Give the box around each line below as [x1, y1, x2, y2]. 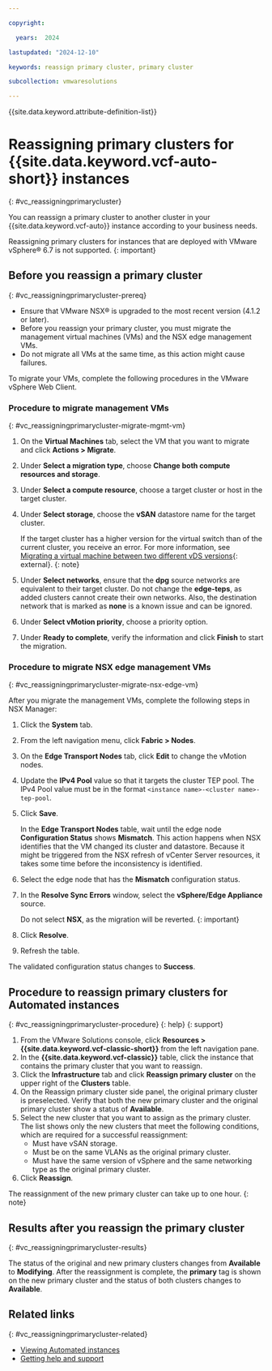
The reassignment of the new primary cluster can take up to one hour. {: [8, 1189, 249, 1199]
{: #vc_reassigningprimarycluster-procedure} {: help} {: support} [8, 1020, 224, 1029]
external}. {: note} [19, 560, 80, 569]
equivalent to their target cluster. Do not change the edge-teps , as [19, 584, 243, 594]
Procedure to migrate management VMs [8, 402, 170, 414]
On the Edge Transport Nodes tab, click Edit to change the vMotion [19, 751, 247, 761]
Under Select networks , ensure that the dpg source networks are [19, 575, 240, 585]
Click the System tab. [19, 720, 93, 730]
